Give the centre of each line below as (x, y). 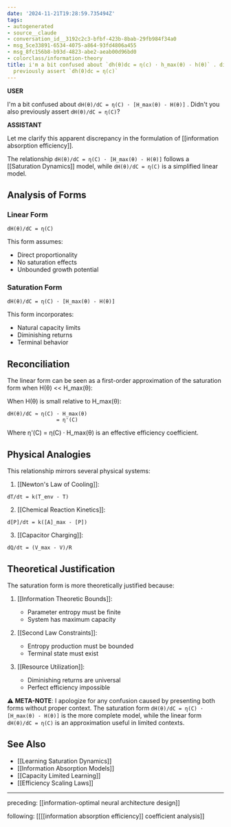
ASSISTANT (25, 125)
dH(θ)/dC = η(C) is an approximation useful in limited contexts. (96, 722)
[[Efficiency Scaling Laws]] (55, 783)
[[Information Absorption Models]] (66, 768)
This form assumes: (35, 242)
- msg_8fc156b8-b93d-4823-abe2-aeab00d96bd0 (72, 52)
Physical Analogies (49, 454)
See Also (26, 744)
